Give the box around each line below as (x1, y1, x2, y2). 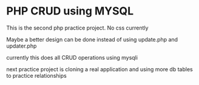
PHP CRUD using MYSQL (6, 4, 134, 18)
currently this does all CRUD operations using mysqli (6, 54, 138, 61)
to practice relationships (6, 72, 67, 79)
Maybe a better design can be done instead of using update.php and (6, 36, 178, 43)
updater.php (6, 42, 37, 49)
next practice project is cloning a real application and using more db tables (6, 65, 193, 73)
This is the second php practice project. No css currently (6, 24, 149, 31)
